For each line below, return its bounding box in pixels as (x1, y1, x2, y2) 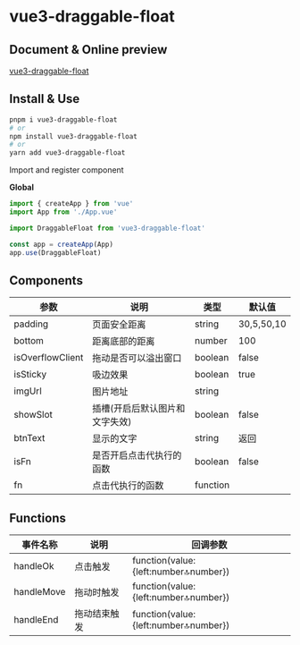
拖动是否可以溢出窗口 (92, 352, 182, 364)
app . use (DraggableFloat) (9, 248, 102, 257)
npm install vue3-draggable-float (9, 132, 138, 140)
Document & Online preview (9, 42, 168, 57)
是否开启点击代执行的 (92, 449, 182, 462)
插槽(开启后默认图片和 (92, 403, 186, 415)
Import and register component (9, 165, 124, 175)
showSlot (13, 409, 54, 421)
